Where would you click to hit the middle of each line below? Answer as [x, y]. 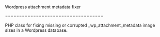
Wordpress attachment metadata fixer [43, 7]
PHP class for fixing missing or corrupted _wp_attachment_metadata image [80, 25]
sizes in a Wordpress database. [36, 30]
